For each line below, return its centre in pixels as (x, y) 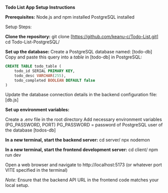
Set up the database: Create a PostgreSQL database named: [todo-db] (79, 52)
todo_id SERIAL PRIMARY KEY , (45, 71)
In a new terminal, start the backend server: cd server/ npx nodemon (78, 140)
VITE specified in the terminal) (36, 170)
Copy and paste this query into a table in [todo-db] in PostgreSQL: (74, 57)
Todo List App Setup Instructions (40, 7)
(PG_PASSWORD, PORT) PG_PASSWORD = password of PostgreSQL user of (84, 125)
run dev (13, 155)
